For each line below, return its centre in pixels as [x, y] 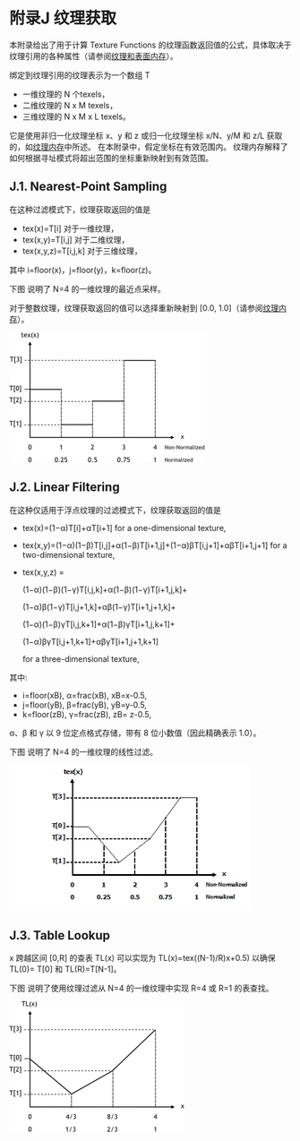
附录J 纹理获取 [63, 18]
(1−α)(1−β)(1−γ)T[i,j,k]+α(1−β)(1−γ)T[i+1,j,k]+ [105, 589]
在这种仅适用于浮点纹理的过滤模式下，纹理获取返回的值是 [115, 510]
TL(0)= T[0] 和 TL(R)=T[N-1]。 [65, 969]
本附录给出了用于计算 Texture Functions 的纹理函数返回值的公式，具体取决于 [150, 45]
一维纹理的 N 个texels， [66, 94]
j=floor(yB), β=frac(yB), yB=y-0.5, [85, 705]
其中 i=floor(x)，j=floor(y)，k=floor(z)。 [83, 270]
